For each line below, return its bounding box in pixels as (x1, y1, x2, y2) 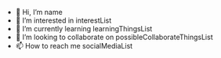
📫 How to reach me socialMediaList (15, 42, 133, 50)
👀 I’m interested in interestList (15, 16, 112, 25)
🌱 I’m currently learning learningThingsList (15, 24, 153, 33)
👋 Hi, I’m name (15, 8, 63, 16)
